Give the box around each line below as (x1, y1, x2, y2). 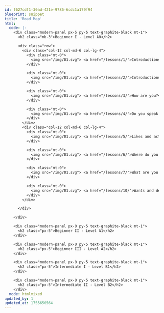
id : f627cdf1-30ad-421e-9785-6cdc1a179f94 (4, 7, 93, 12)
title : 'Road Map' (4, 16, 42, 21)
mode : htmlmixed (9, 291, 42, 296)
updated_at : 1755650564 (4, 301, 53, 306)
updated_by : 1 (4, 296, 34, 301)
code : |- (9, 26, 27, 30)
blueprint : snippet (4, 12, 45, 17)
